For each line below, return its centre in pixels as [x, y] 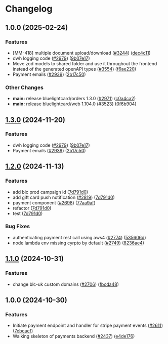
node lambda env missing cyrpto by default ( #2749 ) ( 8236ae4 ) [78, 243]
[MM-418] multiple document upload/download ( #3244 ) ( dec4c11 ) [81, 53]
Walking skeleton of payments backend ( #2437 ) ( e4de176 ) [74, 336]
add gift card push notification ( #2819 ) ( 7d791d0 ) [64, 197]
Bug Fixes [18, 227]
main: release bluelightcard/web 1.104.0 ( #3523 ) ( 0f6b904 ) [74, 104]
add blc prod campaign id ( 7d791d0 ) [50, 192]
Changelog [29, 9]
